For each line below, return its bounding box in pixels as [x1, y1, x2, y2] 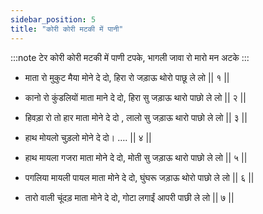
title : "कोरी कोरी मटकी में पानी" [10, 24, 124, 34]
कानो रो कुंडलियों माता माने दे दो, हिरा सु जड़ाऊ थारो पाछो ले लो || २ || [24, 91, 247, 103]
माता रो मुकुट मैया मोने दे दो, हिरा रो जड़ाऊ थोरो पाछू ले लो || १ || [24, 71, 230, 83]
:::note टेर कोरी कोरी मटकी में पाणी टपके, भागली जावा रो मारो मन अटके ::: [10, 51, 250, 63]
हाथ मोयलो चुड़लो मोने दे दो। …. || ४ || [24, 131, 152, 143]
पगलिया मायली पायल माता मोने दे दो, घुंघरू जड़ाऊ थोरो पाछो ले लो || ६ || [24, 171, 255, 183]
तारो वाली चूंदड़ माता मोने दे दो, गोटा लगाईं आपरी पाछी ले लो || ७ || [24, 191, 235, 203]
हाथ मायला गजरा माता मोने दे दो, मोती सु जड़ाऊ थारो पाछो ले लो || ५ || [24, 151, 248, 163]
